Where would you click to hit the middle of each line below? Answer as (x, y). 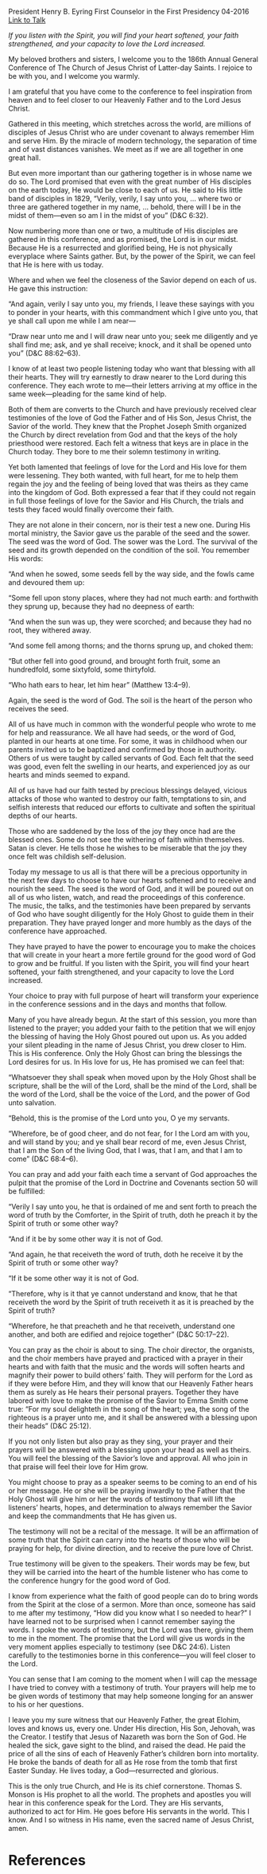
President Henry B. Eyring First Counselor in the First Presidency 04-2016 (129, 12)
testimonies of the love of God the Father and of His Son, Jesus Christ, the (130, 418)
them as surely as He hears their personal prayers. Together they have (124, 1392)
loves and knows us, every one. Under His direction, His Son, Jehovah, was (132, 1728)
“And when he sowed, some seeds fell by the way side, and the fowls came (132, 574)
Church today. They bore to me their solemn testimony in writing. (114, 452)
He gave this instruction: (48, 288)
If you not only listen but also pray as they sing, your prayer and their (121, 1441)
